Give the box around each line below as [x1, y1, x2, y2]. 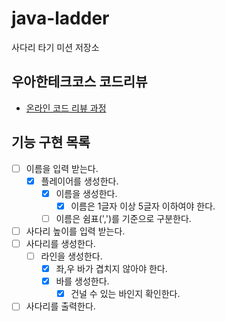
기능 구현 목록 [11, 134, 91, 151]
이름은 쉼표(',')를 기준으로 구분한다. [55, 212, 192, 224]
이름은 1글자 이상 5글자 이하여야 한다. [70, 200, 216, 212]
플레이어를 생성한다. [40, 175, 119, 187]
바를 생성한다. [55, 275, 110, 287]
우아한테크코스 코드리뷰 [11, 73, 148, 91]
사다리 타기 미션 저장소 [11, 41, 100, 53]
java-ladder [11, 7, 110, 30]
